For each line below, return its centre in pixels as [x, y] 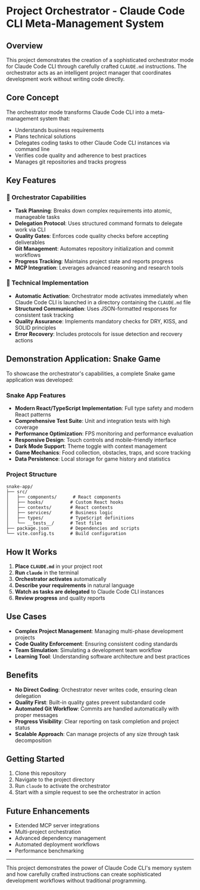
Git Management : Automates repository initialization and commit [94, 248]
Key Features [31, 180]
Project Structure [32, 474]
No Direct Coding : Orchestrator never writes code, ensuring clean [96, 690]
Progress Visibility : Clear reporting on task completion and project [97, 721]
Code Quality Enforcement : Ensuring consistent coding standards [96, 644]
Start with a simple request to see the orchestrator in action [87, 792]
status [22, 727]
